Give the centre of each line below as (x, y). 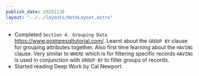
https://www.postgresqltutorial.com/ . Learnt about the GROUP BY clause (101, 41)
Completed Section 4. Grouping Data (61, 34)
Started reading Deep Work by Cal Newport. (68, 66)
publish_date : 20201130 (35, 12)
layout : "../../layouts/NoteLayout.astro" (59, 17)
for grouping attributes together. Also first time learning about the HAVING (103, 47)
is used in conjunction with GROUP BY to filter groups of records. (92, 60)
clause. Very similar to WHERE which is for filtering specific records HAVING (103, 53)
